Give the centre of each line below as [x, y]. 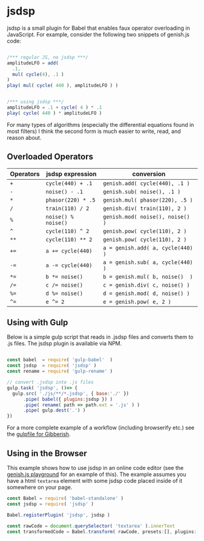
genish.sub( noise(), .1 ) [142, 192]
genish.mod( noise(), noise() [146, 216]
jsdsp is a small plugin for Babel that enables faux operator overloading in [98, 28]
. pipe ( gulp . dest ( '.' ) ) [54, 410]
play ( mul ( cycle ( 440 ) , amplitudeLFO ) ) [63, 86]
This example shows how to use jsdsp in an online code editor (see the [95, 468]
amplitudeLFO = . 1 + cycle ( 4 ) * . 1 [54, 107]
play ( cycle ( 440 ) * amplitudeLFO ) [54, 113]
